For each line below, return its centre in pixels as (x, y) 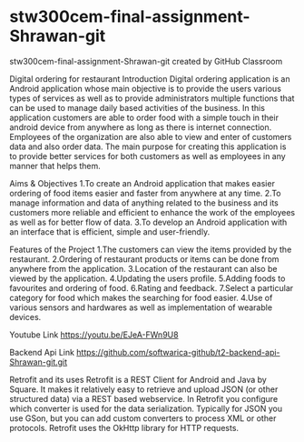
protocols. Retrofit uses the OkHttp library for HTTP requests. (124, 427)
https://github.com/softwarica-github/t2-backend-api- (178, 352)
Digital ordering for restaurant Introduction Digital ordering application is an (150, 78)
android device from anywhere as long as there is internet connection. (141, 127)
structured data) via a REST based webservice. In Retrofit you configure (144, 398)
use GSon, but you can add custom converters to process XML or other (143, 418)
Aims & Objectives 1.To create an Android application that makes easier (142, 183)
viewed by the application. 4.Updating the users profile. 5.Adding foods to (147, 278)
